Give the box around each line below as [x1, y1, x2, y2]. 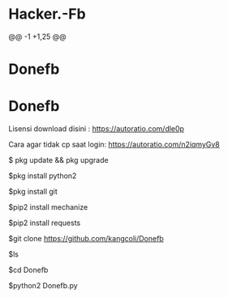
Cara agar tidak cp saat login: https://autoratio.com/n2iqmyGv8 [8, 139, 221, 150]
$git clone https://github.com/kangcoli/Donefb [8, 234, 164, 244]
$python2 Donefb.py [8, 281, 79, 291]
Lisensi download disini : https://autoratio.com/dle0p [8, 124, 185, 134]
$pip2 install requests [8, 218, 81, 228]
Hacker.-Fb [8, 5, 87, 23]
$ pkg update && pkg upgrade [8, 155, 109, 165]
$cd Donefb [8, 265, 49, 275]
